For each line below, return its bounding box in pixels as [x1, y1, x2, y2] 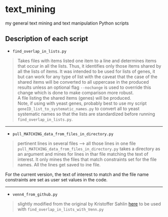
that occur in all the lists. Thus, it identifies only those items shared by [17, 63, 161, 69]
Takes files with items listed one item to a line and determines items [17, 58, 156, 64]
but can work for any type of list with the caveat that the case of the [17, 74, 157, 80]
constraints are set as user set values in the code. [5, 176, 108, 182]
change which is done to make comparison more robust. [17, 89, 134, 96]
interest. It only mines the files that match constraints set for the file [17, 156, 157, 162]
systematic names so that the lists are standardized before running [17, 111, 155, 117]
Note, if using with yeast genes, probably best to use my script [17, 100, 147, 106]
